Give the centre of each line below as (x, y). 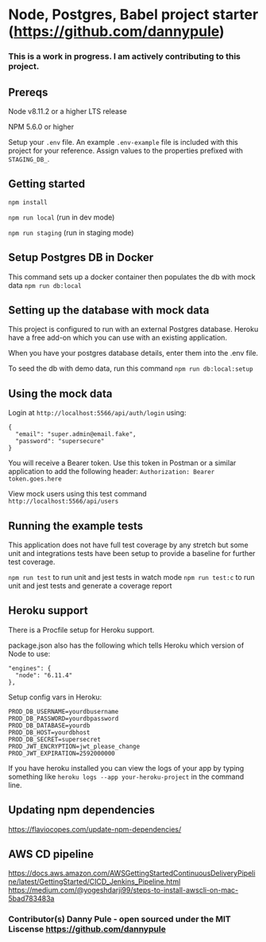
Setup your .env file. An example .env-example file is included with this (123, 142)
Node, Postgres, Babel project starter (133, 15)
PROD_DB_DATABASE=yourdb (49, 726)
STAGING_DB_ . (29, 159)
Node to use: (29, 653)
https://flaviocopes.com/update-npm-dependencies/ (95, 829)
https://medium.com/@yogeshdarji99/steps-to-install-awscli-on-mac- (123, 890)
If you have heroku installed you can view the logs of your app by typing (126, 768)
